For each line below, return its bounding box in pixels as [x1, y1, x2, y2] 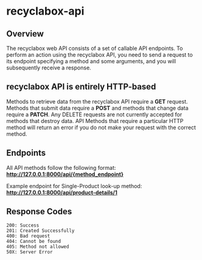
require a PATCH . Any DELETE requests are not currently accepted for [6, 111, 183, 118]
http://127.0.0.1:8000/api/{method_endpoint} [6, 170, 124, 178]
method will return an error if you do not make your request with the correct [6, 124, 197, 131]
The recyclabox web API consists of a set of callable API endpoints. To [6, 44, 183, 52]
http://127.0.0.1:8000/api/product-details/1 [6, 189, 117, 196]
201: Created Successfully [6, 228, 75, 234]
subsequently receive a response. [6, 64, 91, 71]
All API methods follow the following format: [6, 164, 116, 171]
